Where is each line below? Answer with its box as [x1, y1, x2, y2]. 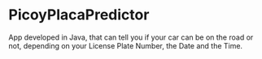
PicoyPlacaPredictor [8, 6, 150, 24]
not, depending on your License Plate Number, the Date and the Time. [8, 40, 242, 50]
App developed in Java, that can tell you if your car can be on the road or [8, 32, 254, 42]
